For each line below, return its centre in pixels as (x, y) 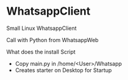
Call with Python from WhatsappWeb (52, 40)
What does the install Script (41, 52)
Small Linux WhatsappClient (42, 28)
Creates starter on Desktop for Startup (63, 70)
